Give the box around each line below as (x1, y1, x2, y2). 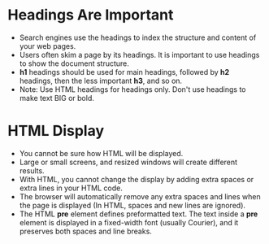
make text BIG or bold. (19, 93, 94, 102)
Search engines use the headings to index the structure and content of (19, 33, 257, 42)
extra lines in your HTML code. (19, 183, 123, 193)
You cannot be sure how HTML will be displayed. (19, 148, 184, 158)
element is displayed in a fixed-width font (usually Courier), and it (19, 217, 239, 227)
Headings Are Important (7, 6, 174, 24)
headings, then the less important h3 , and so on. (19, 76, 183, 85)
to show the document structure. (19, 59, 129, 68)
